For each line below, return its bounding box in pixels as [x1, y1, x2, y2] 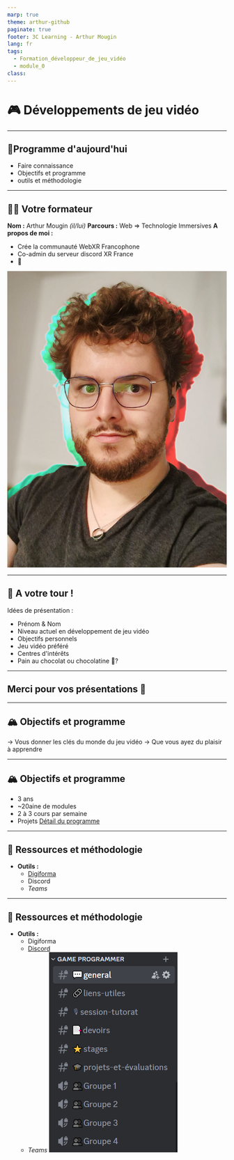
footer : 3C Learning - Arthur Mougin [7, 33, 117, 40]
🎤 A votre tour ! [7, 588, 74, 599]
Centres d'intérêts [17, 649, 70, 657]
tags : [7, 48, 23, 55]
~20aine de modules [17, 802, 77, 810]
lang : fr [7, 40, 33, 48]
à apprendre [7, 745, 43, 753]
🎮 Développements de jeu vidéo [7, 102, 200, 118]
